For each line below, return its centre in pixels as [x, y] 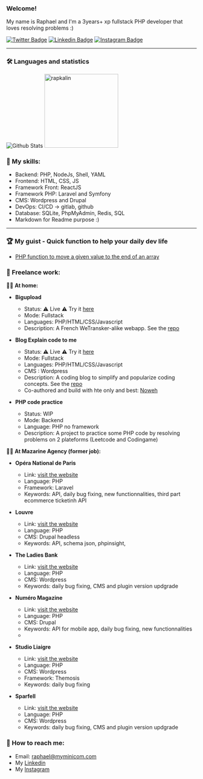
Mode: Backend [43, 420]
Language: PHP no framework [62, 427]
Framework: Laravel [49, 488]
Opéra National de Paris [45, 463]
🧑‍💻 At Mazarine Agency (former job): [53, 451]
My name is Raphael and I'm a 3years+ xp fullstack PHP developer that [95, 22]
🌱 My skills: [24, 161]
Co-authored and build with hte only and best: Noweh [91, 390]
